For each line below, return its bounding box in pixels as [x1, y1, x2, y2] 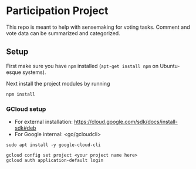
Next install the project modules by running [6, 80, 110, 87]
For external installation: [14, 119, 73, 126]
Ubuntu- [160, 62, 180, 69]
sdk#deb [14, 124, 36, 131]
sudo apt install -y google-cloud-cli [6, 142, 101, 148]
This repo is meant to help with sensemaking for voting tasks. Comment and [6, 23, 191, 31]
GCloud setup [6, 104, 46, 113]
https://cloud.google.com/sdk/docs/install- [74, 119, 178, 126]
